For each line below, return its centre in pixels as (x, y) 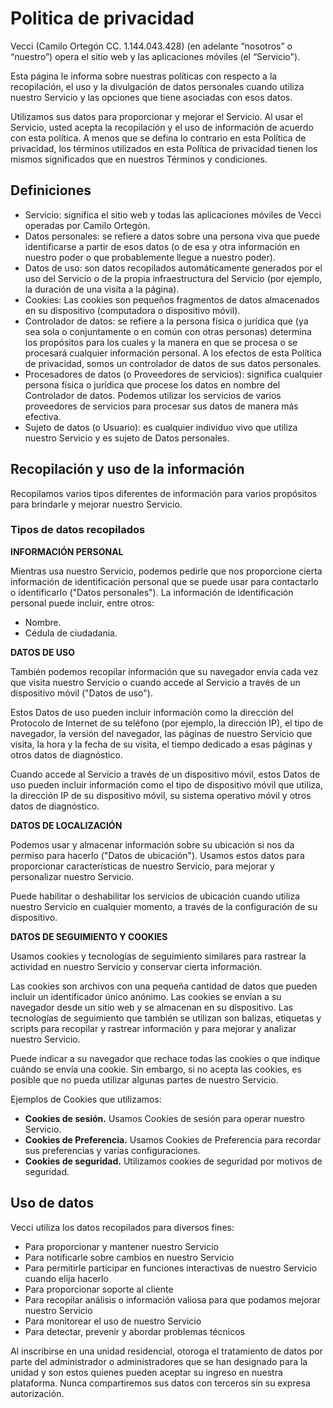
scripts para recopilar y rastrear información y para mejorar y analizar (153, 1028)
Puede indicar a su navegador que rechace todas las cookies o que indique (165, 1058)
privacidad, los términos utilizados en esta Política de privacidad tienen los (164, 148)
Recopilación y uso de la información (127, 469)
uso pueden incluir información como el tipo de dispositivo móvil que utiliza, (166, 784)
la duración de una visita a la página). (102, 289)
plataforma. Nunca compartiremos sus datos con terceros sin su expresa (160, 1383)
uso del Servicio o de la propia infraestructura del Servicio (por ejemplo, (173, 278)
